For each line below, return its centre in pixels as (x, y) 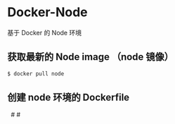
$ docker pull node (36, 74)
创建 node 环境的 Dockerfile (69, 98)
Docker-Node (47, 12)
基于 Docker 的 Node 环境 (45, 32)
